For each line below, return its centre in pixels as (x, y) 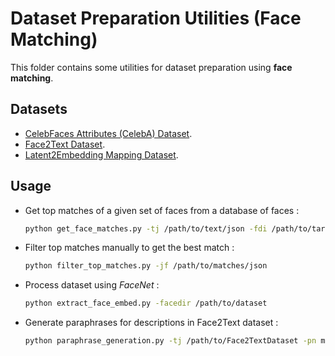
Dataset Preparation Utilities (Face (156, 18)
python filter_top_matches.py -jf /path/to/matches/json (146, 266)
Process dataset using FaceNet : (92, 285)
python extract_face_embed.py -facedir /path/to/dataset (146, 303)
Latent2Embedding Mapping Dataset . (101, 154)
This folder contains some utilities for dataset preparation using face (151, 67)
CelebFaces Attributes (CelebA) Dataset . (108, 133)
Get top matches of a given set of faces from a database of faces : (162, 210)
